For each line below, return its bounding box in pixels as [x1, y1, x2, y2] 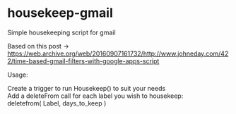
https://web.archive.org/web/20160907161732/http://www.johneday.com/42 [7, 49, 229, 58]
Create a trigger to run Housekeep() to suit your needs [7, 84, 166, 92]
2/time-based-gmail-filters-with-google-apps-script [7, 56, 160, 65]
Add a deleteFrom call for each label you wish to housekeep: [7, 91, 184, 100]
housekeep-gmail [7, 5, 113, 21]
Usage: [7, 70, 28, 79]
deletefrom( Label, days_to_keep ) [7, 99, 107, 107]
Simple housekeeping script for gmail [7, 28, 116, 37]
